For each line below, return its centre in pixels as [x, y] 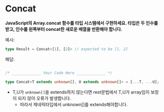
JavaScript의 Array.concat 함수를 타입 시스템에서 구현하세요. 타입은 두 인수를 [82, 23]
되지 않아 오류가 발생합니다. [44, 98]
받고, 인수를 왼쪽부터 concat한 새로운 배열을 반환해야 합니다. [64, 29]
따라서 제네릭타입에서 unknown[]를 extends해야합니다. [74, 104]
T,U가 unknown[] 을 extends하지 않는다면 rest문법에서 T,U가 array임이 [81, 92]
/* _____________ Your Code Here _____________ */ [59, 73]
